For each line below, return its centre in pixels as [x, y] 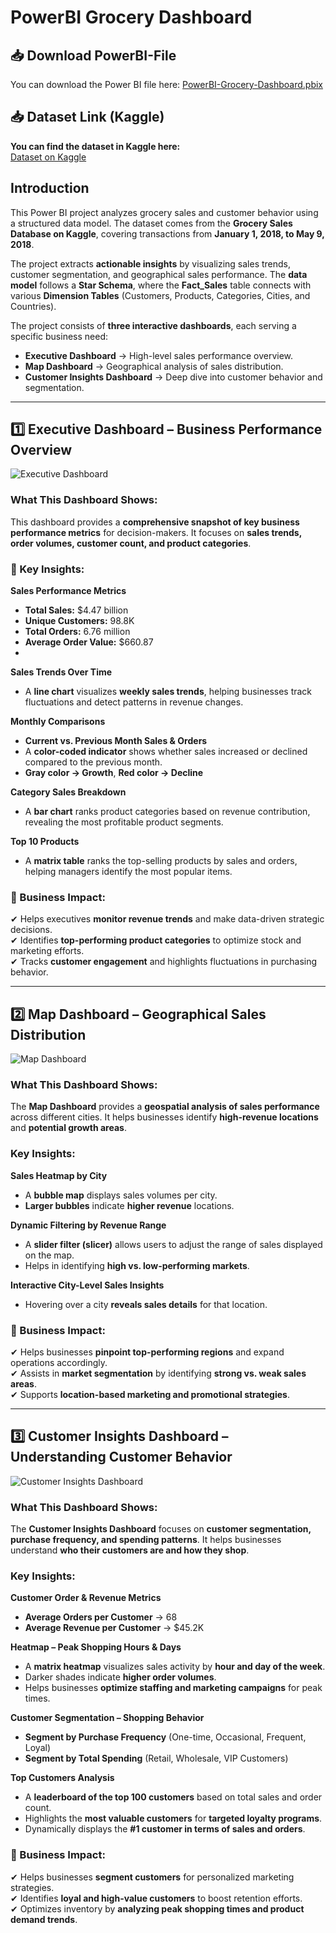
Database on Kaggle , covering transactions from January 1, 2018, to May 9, [167, 233]
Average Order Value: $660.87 [89, 642]
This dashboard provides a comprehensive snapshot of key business [155, 522]
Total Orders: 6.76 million [77, 632]
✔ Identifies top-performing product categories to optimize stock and [156, 940]
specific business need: [59, 336]
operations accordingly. [59, 1363]
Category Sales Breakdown [68, 792]
